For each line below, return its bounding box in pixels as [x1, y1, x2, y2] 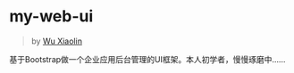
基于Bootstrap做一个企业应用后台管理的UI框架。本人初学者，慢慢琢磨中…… [9, 53, 286, 64]
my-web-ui [9, 6, 94, 27]
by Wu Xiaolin [30, 36, 83, 46]
